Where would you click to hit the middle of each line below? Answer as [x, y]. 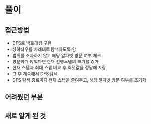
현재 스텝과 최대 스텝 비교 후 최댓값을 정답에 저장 [59, 68]
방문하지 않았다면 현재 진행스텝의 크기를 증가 [55, 62]
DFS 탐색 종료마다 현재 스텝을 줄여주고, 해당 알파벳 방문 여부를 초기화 [79, 80]
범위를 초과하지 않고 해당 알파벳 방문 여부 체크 [56, 55]
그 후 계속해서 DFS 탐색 [35, 74]
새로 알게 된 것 [25, 115]
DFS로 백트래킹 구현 [32, 43]
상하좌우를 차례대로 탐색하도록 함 [44, 49]
